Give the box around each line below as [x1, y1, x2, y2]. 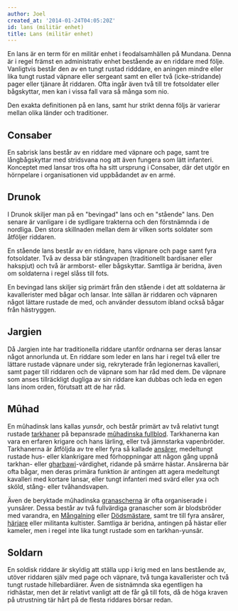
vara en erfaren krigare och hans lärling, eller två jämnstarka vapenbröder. [7, 437, 225, 446]
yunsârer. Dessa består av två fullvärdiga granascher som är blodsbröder [7, 503, 222, 512]
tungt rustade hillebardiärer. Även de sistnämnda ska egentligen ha [7, 580, 203, 589]
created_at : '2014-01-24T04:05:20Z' [7, 17, 116, 24]
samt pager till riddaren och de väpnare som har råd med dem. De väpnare [7, 367, 226, 376]
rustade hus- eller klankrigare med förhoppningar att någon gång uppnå [7, 452, 219, 461]
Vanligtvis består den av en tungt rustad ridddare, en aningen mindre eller [7, 65, 224, 73]
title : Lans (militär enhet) [7, 30, 94, 38]
